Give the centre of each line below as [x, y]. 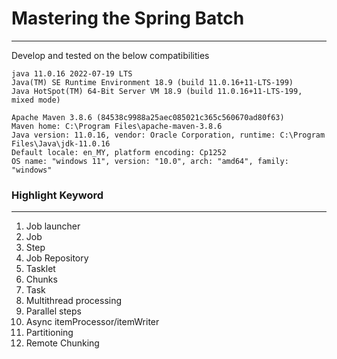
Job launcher [53, 226]
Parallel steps [53, 311]
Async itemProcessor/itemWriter [92, 322]
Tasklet [40, 269]
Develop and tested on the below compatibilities [110, 55]
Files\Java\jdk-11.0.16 [61, 143]
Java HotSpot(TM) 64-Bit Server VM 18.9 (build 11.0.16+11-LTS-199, [157, 91]
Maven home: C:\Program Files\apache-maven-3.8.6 [117, 126]
